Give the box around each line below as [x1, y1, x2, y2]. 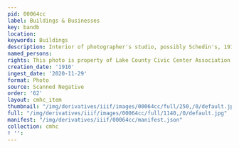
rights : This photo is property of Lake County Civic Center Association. [7, 57, 234, 64]
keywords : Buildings [7, 37, 69, 44]
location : [7, 30, 37, 38]
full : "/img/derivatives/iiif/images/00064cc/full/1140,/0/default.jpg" [7, 110, 228, 117]
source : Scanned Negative [7, 83, 84, 90]
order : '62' [7, 90, 43, 97]
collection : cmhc [7, 122, 59, 130]
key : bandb [7, 23, 40, 31]
